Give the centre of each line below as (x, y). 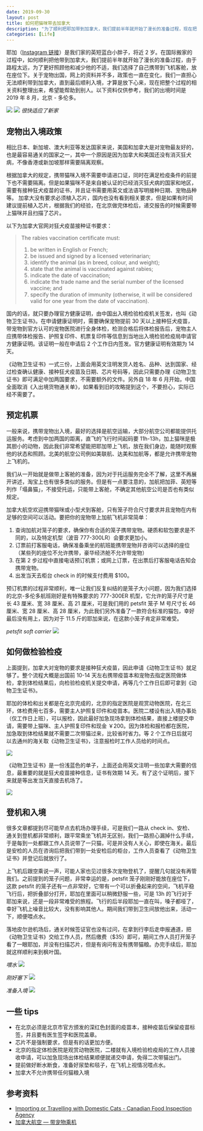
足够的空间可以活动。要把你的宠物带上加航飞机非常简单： (78, 517)
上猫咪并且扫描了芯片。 (35, 213)
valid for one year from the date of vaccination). (89, 301)
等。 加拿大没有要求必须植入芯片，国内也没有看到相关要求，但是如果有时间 (100, 198)
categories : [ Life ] (31, 34)
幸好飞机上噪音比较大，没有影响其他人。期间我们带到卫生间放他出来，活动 (99, 909)
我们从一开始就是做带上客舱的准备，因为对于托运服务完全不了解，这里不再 (99, 474)
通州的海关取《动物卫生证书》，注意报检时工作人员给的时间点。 (95, 741)
